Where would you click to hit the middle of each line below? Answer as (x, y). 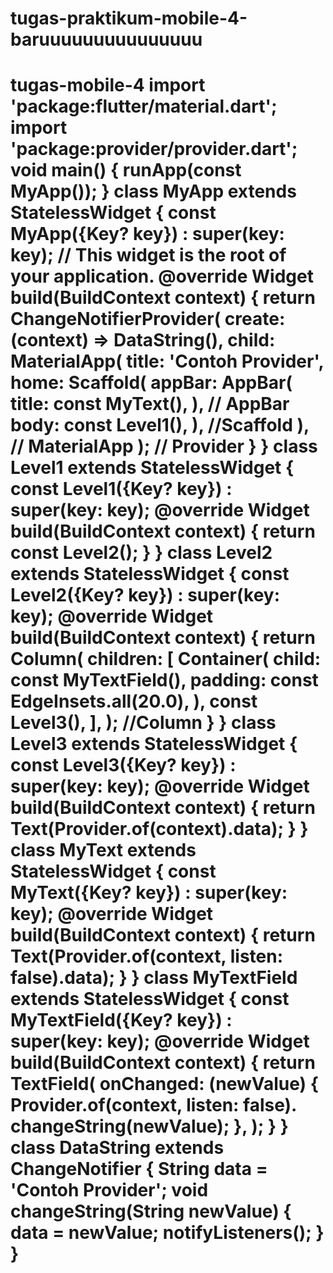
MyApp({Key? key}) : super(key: (147, 234)
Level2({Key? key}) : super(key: (145, 595)
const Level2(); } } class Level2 (141, 553)
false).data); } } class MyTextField (154, 978)
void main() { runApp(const (126, 170)
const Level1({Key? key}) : (121, 489)
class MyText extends (103, 850)
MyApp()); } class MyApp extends (153, 191)
